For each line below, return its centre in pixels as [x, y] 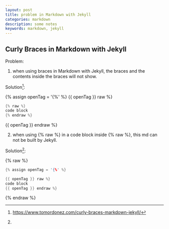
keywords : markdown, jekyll [35, 29]
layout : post [19, 10]
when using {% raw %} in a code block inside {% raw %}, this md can [85, 135]
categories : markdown [28, 19]
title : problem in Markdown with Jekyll [48, 15]
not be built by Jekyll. [35, 140]
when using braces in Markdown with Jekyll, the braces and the [79, 71]
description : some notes [31, 24]
